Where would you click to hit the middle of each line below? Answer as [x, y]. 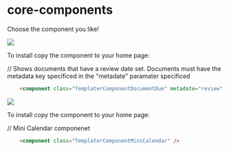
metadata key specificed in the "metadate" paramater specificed [99, 76]
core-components [60, 10]
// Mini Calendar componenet [49, 128]
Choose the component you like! [53, 29]
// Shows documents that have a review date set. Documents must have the [114, 68]
